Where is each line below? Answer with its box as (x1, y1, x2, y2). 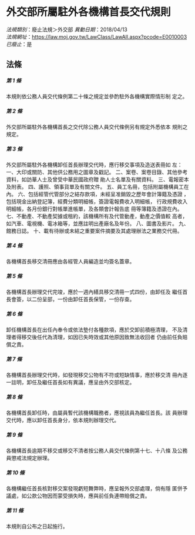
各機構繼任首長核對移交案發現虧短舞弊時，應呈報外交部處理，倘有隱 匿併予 (6, 485, 188, 492)
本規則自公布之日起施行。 (6, 523, 68, 530)
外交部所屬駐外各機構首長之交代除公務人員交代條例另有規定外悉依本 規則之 (6, 123, 188, 131)
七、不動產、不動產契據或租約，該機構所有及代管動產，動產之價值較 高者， (6, 213, 188, 220)
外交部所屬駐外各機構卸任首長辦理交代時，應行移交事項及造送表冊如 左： (6, 161, 183, 168)
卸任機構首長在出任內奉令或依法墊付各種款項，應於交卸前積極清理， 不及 (6, 326, 183, 333)
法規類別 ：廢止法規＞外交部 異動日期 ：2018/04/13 (6, 26, 127, 33)
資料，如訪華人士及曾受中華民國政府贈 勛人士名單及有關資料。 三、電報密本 (6, 176, 189, 183)
